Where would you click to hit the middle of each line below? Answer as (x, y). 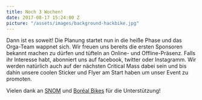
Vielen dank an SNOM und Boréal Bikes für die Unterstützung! (83, 91)
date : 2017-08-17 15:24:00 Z (43, 18)
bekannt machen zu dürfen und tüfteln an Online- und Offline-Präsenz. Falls (101, 53)
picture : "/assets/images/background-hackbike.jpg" (73, 23)
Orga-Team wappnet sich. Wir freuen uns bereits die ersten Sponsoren (94, 47)
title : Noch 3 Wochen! (35, 12)
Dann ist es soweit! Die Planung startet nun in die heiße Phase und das (94, 41)
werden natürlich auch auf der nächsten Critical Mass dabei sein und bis (96, 66)
